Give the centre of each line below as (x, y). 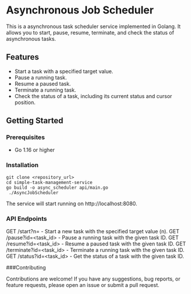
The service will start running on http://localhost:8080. (72, 203)
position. (25, 102)
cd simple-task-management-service (49, 182)
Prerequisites (25, 137)
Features (22, 57)
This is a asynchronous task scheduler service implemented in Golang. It (93, 26)
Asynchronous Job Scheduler (80, 10)
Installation (22, 165)
